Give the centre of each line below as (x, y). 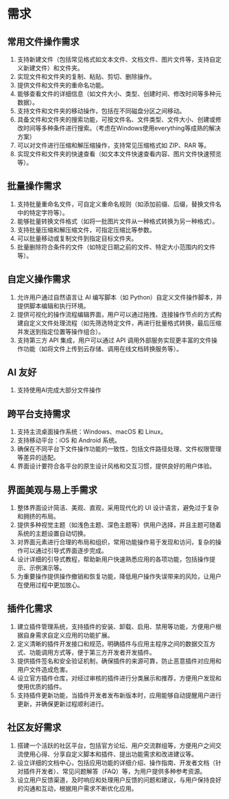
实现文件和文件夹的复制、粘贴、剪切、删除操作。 (86, 77)
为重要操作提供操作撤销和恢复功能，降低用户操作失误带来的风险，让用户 (119, 576)
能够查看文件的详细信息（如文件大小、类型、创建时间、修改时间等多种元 (119, 94)
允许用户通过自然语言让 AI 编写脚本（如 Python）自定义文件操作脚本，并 (120, 297)
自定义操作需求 (39, 279)
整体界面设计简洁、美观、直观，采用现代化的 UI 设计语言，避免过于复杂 (118, 508)
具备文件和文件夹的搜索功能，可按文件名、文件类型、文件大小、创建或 (116, 120)
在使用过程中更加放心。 (50, 585)
